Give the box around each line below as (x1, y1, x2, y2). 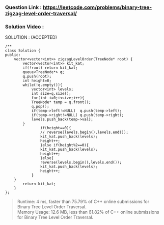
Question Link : (5, 4, 42, 11)
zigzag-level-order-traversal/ (5, 10, 77, 17)
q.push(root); (23, 74, 52, 79)
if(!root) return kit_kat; (23, 65, 78, 70)
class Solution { (5, 48, 41, 53)
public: (5, 53, 21, 57)
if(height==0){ (40, 126, 71, 131)
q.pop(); (31, 104, 50, 109)
